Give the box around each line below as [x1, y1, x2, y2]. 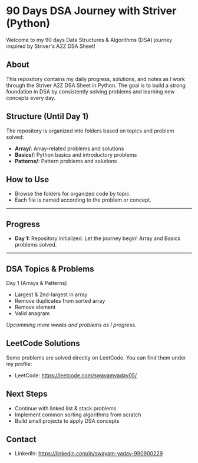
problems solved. [14, 241, 57, 248]
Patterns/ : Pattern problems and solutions [14, 157, 117, 164]
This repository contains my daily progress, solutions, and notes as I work [6, 75, 186, 82]
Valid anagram [14, 310, 50, 317]
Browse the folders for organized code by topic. [14, 190, 131, 197]
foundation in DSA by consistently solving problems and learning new [6, 88, 175, 95]
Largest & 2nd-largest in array [14, 291, 88, 298]
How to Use [6, 174, 49, 184]
